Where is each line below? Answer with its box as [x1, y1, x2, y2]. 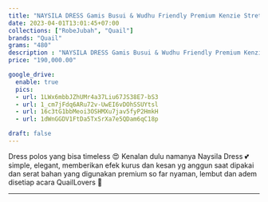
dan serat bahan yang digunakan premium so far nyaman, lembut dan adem [8, 168, 258, 178]
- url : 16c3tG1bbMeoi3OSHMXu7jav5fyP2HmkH [15, 108, 159, 116]
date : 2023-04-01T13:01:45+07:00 [8, 19, 120, 27]
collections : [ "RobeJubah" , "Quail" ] [8, 26, 134, 34]
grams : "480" [8, 42, 52, 50]
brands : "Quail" [8, 34, 62, 42]
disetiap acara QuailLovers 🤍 [8, 177, 102, 187]
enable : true [15, 77, 59, 86]
